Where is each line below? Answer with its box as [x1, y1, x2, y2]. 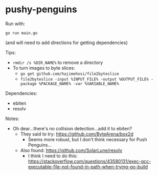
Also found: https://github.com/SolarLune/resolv [20, 147, 123, 153]
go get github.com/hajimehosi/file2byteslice [20, 71, 119, 76]
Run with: [5, 21, 26, 27]
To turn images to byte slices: [12, 65, 75, 71]
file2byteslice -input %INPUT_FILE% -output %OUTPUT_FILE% [20, 76, 149, 82]
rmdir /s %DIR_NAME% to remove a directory [12, 59, 103, 65]
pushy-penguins [5, 4, 78, 15]
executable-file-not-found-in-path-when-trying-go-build [28, 163, 148, 170]
